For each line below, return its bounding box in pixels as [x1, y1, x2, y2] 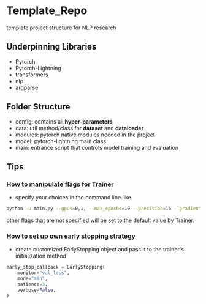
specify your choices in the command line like [15, 194, 131, 201]
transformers [15, 71, 48, 78]
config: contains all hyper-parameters [15, 117, 113, 125]
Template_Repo [6, 4, 88, 18]
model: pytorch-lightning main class [15, 137, 106, 144]
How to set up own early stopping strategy [6, 232, 136, 240]
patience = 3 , [17, 281, 48, 287]
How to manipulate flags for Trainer [6, 180, 114, 188]
